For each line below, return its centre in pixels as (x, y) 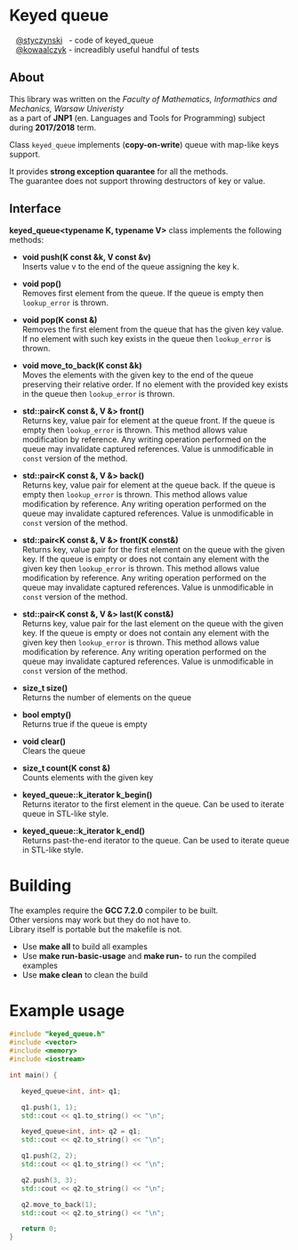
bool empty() (47, 714)
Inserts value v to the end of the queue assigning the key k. (131, 266)
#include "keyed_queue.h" (57, 1034)
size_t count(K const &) (66, 768)
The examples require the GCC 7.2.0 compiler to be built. (114, 910)
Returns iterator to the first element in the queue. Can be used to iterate (153, 804)
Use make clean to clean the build (85, 974)
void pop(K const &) (60, 319)
